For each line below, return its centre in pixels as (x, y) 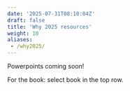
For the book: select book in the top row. (65, 80)
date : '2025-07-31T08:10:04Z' (51, 14)
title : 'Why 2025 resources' (50, 27)
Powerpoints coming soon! (46, 66)
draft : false (26, 20)
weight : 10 (23, 33)
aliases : (20, 40)
